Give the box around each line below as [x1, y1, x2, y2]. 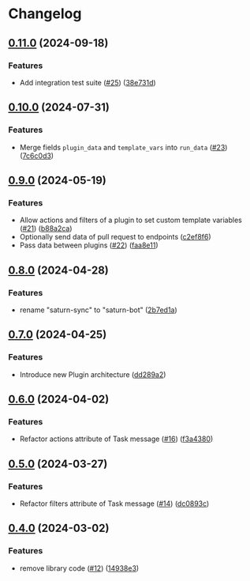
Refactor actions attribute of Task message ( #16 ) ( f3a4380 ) [19, 434, 214, 443]
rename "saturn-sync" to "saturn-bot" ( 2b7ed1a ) [19, 305, 177, 315]
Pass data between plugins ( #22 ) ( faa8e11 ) [19, 240, 159, 250]
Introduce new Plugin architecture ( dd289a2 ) [19, 369, 166, 379]
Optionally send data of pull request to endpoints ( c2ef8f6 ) [19, 232, 211, 242]
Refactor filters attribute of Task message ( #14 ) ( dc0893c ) [19, 499, 210, 508]
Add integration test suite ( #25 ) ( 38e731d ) [19, 77, 156, 87]
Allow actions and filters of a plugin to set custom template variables [19, 215, 242, 225]
